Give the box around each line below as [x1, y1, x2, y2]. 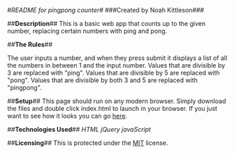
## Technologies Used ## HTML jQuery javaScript [7, 125, 152, 133]
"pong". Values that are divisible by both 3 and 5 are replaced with [7, 76, 198, 84]
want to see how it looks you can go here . [7, 111, 128, 120]
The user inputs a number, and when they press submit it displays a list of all [7, 54, 228, 62]
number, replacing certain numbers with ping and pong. [7, 27, 168, 35]
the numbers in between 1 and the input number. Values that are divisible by [7, 61, 226, 69]
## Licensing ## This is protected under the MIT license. [7, 139, 168, 147]
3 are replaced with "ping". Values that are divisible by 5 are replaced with [7, 69, 220, 77]
